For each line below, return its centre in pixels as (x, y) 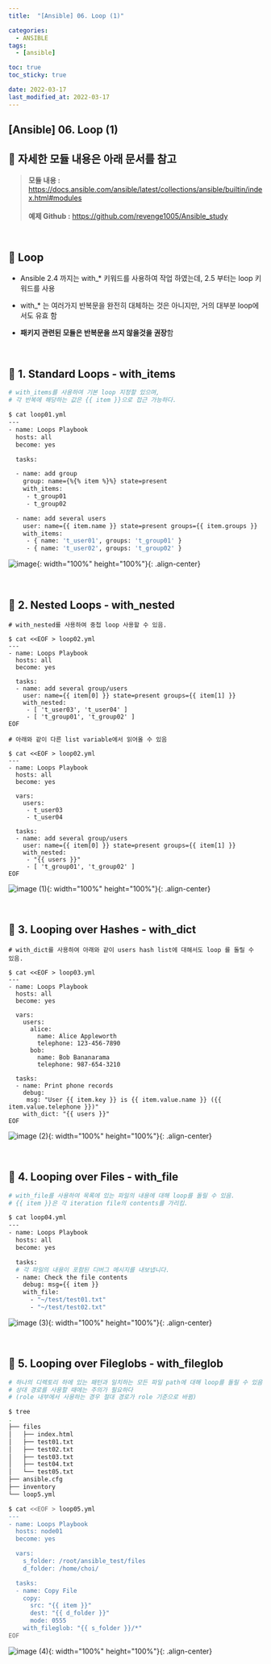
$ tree (19, 1412)
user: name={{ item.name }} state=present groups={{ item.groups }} (140, 526)
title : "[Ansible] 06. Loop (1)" (67, 16)
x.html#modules (55, 198)
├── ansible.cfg (35, 1480)
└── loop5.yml (32, 1494)
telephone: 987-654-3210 (79, 1064)
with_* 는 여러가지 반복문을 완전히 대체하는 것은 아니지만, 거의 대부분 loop (136, 305)
